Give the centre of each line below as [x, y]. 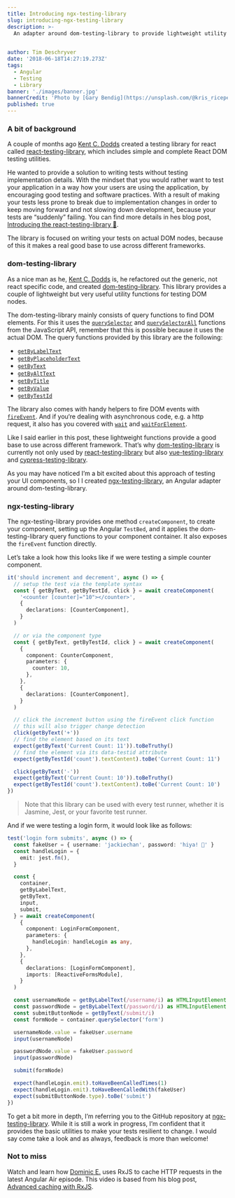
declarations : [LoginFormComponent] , [81, 968]
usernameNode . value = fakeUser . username [73, 1032]
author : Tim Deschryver [42, 52]
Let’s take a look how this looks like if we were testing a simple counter [109, 557]
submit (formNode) [39, 1071]
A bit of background [42, 129]
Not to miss [27, 1157]
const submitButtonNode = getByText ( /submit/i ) [84, 1013]
